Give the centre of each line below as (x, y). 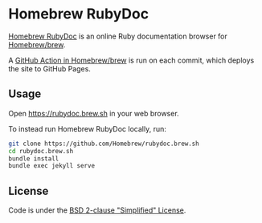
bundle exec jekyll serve (51, 166)
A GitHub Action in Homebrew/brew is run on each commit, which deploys (131, 60)
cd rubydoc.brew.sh (41, 151)
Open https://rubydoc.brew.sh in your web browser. (94, 113)
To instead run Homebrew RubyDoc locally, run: (88, 128)
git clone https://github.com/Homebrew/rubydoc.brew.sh (104, 144)
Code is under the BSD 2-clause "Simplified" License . (97, 210)
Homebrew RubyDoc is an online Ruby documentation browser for (118, 36)
